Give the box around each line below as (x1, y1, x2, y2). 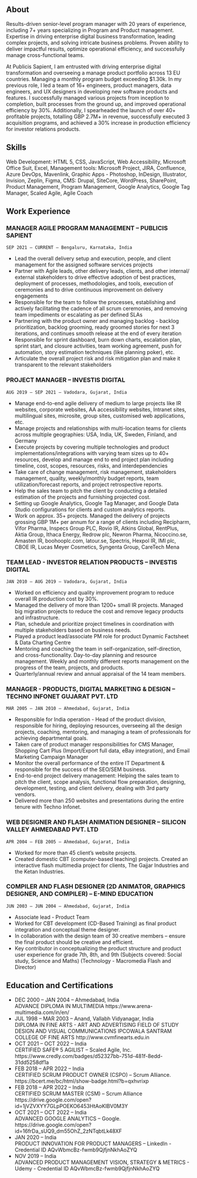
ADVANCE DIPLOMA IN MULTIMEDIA (14, 1002, 104, 1009)
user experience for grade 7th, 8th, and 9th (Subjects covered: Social (14, 951, 182, 958)
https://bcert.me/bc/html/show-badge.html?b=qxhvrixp (14, 1077, 150, 1084)
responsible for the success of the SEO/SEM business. (14, 766, 147, 773)
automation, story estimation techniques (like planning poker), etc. (14, 349, 175, 356)
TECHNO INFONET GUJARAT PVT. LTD (6, 692, 118, 700)
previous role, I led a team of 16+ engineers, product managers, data (6, 82, 172, 89)
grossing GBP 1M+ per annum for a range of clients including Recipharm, (14, 518, 191, 525)
